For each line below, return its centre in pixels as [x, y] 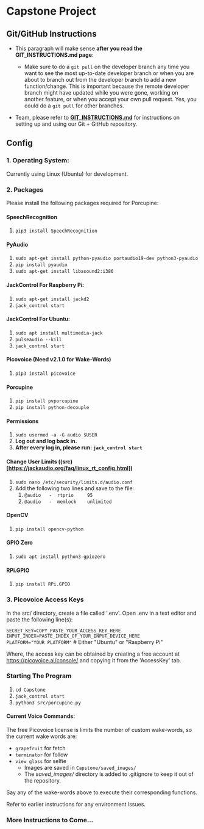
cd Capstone [30, 690]
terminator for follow [41, 755]
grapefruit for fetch [40, 748]
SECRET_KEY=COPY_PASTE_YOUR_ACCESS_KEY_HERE [64, 631]
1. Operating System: [38, 161]
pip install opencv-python [49, 529]
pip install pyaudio [41, 265]
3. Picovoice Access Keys [45, 599]
